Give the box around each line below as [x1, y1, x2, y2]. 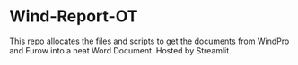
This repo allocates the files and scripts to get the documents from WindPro [9, 36, 290, 46]
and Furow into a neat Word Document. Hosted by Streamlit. [9, 45, 232, 55]
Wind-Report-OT [9, 6, 138, 27]
